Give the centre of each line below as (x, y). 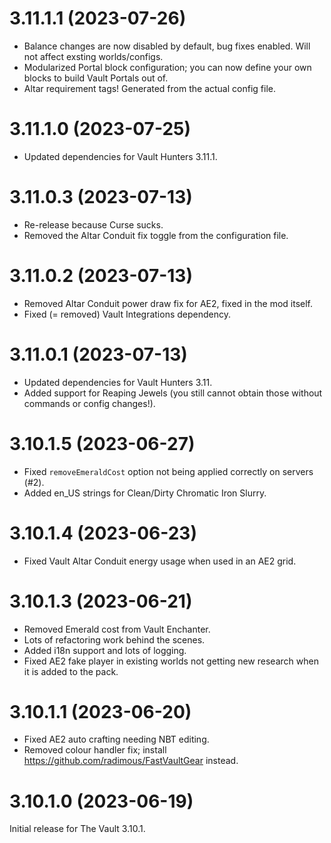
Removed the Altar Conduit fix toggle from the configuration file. (156, 235)
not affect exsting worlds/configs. (93, 56)
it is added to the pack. (71, 671)
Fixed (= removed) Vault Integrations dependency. (127, 314)
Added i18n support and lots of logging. (105, 650)
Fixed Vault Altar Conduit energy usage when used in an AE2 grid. (160, 561)
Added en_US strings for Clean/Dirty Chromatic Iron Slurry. (145, 493)
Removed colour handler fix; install (95, 750)
